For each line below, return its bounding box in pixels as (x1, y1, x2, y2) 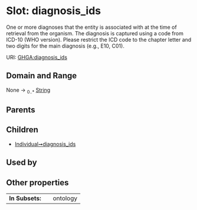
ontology (52, 194, 78, 202)
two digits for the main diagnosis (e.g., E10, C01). (6, 42, 125, 49)
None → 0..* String (6, 86, 51, 95)
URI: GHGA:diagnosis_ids (6, 54, 68, 61)
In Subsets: (9, 194, 41, 202)
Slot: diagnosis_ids (6, 4, 101, 18)
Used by (6, 158, 37, 168)
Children (6, 125, 38, 135)
